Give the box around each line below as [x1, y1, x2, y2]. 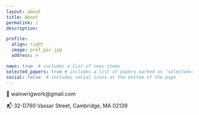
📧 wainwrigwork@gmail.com [6, 90, 76, 98]
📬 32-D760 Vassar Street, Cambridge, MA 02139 [6, 102, 128, 110]
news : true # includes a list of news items [6, 63, 120, 69]
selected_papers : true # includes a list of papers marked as [6, 69, 163, 75]
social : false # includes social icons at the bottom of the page [6, 74, 176, 80]
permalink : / [6, 20, 38, 25]
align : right [11, 41, 44, 47]
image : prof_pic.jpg [11, 47, 62, 53]
